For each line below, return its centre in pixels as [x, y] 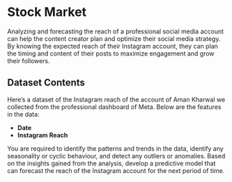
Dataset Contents [46, 83]
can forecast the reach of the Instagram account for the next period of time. [116, 170]
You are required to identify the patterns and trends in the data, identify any [116, 148]
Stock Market [47, 12]
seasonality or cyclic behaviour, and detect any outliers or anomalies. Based [116, 156]
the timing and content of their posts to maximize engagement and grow [111, 53]
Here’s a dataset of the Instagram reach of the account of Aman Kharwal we [116, 99]
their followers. [29, 60]
